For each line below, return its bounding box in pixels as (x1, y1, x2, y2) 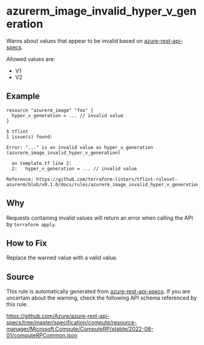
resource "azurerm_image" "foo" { (6, 107, 94, 113)
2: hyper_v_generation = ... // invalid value (12, 166, 137, 172)
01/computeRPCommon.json (6, 332, 78, 339)
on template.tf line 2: (12, 160, 72, 166)
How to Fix (6, 238, 47, 248)
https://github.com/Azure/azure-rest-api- (6, 312, 110, 320)
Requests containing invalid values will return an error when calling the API (6, 214, 193, 221)
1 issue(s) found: (6, 133, 53, 140)
